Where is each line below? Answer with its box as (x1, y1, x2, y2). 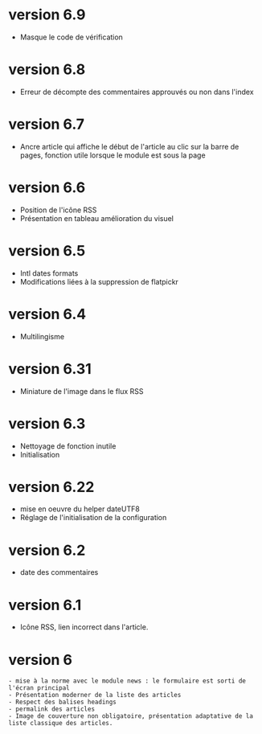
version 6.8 (8, 60, 86, 79)
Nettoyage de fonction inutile (19, 441, 117, 451)
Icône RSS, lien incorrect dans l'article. (19, 622, 149, 632)
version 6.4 (8, 305, 87, 323)
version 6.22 (8, 478, 95, 496)
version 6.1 (8, 596, 82, 614)
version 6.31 (8, 359, 92, 378)
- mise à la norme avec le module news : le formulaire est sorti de (8, 677, 247, 685)
